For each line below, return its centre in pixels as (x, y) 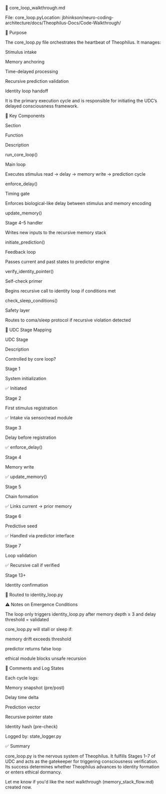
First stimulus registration (31, 408)
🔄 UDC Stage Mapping (28, 330)
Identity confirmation (27, 585)
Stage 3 (13, 428)
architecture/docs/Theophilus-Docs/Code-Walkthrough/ (63, 23)
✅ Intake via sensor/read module (39, 418)
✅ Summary (17, 746)
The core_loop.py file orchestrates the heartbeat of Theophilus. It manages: (83, 42)
